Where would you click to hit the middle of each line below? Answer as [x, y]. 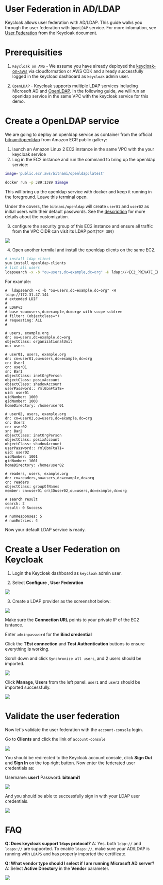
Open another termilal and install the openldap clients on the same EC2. [84, 250]
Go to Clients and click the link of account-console [55, 739]
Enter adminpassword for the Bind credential [49, 634]
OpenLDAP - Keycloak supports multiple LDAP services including [75, 86]
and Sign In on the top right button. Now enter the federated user [70, 763]
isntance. [14, 625]
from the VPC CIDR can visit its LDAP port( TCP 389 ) [63, 231]
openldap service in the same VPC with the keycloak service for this [80, 96]
